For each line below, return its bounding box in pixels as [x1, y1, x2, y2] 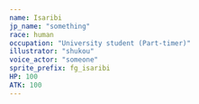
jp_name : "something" [9, 22, 91, 31]
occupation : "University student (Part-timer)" [9, 38, 192, 48]
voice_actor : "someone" [9, 55, 99, 64]
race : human [9, 30, 54, 39]
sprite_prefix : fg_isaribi [9, 64, 111, 73]
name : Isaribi [9, 13, 63, 23]
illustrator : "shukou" [9, 47, 95, 56]
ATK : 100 [9, 80, 42, 90]
